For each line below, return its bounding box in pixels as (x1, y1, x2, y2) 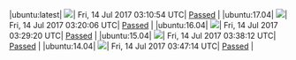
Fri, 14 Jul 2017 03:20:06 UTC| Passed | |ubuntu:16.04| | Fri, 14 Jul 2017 (9, 20, 278, 30)
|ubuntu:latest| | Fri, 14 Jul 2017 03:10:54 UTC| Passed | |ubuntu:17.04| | (9, 10, 288, 19)
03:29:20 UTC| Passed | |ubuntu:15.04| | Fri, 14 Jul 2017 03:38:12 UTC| (9, 31, 277, 41)
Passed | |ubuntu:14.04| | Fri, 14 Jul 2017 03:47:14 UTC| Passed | (9, 41, 254, 51)
